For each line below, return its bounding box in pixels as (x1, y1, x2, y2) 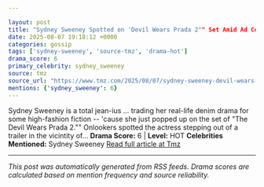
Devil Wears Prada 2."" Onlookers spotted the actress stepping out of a (8, 123, 238, 132)
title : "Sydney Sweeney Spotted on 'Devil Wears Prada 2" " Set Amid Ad (8, 25, 247, 34)
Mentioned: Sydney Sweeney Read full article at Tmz (8, 139, 181, 148)
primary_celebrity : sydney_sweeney (8, 62, 125, 71)
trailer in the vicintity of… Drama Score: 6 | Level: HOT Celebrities (8, 130, 224, 140)
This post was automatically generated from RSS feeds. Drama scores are (8, 162, 250, 171)
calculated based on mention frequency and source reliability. (8, 170, 210, 179)
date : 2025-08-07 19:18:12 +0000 (8, 33, 118, 41)
